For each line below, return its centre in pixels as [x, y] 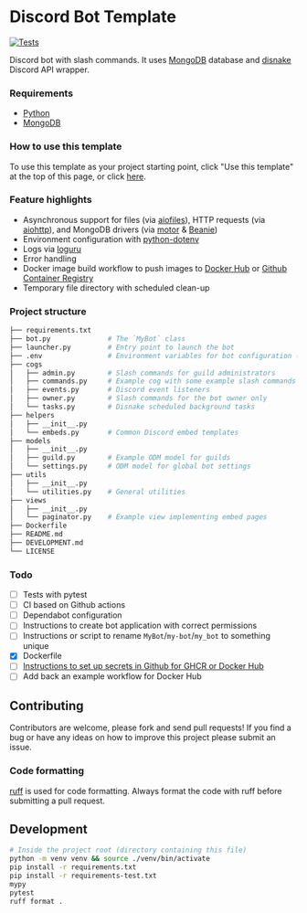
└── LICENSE [32, 551]
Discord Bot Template [93, 17]
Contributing [47, 706]
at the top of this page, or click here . [78, 176]
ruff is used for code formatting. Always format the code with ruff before [146, 791]
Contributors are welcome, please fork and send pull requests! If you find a [151, 727]
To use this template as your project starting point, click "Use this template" [152, 166]
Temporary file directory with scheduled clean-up [116, 287]
